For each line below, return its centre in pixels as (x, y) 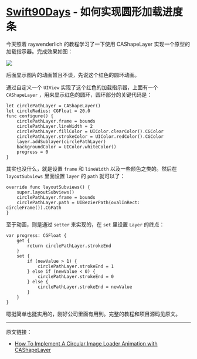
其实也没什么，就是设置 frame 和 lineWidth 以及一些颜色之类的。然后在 (91, 168)
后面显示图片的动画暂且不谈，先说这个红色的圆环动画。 (73, 74)
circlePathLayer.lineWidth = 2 (55, 126)
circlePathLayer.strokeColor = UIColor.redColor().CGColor (90, 136)
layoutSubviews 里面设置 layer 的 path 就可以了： (66, 176)
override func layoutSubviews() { (48, 187)
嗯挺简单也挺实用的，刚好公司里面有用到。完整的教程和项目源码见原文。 (93, 314)
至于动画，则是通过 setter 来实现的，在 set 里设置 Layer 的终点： (85, 224)
